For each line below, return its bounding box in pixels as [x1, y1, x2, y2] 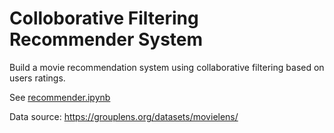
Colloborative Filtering [9, 7, 199, 30]
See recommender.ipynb [9, 91, 111, 103]
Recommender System [9, 28, 204, 51]
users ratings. [9, 72, 66, 84]
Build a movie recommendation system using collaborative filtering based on [9, 61, 325, 73]
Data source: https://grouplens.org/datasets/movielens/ [9, 110, 239, 122]
